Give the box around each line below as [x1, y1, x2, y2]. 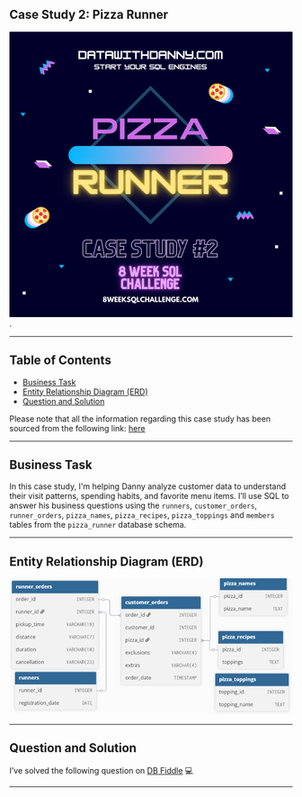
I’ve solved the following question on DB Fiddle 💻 [9, 765, 193, 775]
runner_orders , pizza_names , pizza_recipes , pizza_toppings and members [9, 510, 275, 521]
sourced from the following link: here [9, 422, 146, 433]
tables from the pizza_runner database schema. [9, 520, 187, 530]
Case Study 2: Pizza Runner [9, 7, 169, 23]
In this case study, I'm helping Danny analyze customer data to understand [9, 481, 287, 492]
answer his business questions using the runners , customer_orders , [9, 500, 258, 512]
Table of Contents [9, 353, 112, 368]
